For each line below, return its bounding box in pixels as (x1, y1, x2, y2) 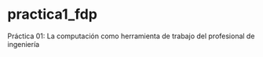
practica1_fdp (7, 5, 97, 23)
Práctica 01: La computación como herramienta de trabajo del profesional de (7, 31, 255, 41)
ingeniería (7, 39, 40, 48)
